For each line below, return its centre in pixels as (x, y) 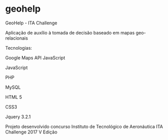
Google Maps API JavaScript (35, 58)
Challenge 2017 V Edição (31, 132)
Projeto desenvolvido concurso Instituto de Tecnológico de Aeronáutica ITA (84, 126)
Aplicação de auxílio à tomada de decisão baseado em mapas (70, 32)
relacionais (17, 38)
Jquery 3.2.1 (18, 117)
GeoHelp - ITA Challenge (31, 23)
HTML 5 (14, 97)
